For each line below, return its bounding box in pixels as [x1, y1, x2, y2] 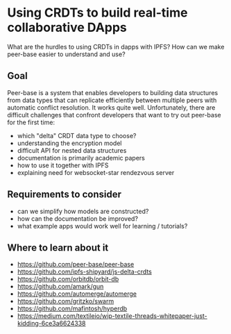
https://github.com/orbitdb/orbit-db [17, 275, 119, 283]
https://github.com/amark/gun [17, 283, 104, 291]
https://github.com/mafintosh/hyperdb [17, 304, 128, 313]
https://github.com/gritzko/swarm [17, 297, 114, 306]
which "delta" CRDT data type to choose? [17, 131, 137, 140]
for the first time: [7, 118, 55, 126]
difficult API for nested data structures [17, 146, 127, 154]
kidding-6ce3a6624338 [17, 319, 86, 328]
